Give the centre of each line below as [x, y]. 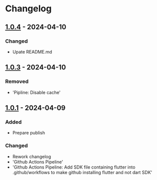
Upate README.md [32, 52]
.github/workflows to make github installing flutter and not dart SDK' [82, 172]
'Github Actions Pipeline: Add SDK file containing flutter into [74, 167]
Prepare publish [29, 133]
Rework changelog [32, 156]
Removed [17, 81]
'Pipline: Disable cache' [36, 92]
